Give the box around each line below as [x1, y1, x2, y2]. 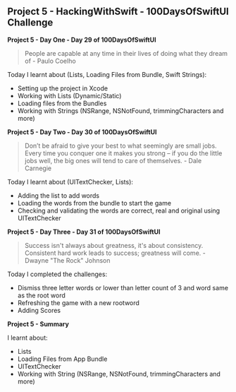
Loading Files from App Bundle [17, 355, 108, 363]
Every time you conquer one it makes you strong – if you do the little [24, 148, 223, 158]
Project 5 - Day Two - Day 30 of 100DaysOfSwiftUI [7, 127, 157, 136]
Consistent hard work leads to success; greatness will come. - [24, 249, 206, 257]
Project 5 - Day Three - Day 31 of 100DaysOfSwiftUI [7, 227, 161, 236]
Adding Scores [17, 306, 61, 314]
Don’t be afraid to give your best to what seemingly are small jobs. [24, 141, 217, 150]
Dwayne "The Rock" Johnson [24, 256, 111, 264]
